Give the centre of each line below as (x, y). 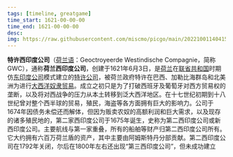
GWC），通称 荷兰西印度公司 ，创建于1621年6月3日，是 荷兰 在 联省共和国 (108, 68)
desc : (15, 33)
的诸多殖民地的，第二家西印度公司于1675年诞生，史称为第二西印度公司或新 (114, 120)
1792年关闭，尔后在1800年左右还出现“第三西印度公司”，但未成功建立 (118, 147)
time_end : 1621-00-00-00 (43, 26)
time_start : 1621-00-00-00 (46, 20)
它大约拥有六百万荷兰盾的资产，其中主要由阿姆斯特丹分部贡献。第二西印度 (113, 138)
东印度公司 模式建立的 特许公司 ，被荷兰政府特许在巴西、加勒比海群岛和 (113, 77)
